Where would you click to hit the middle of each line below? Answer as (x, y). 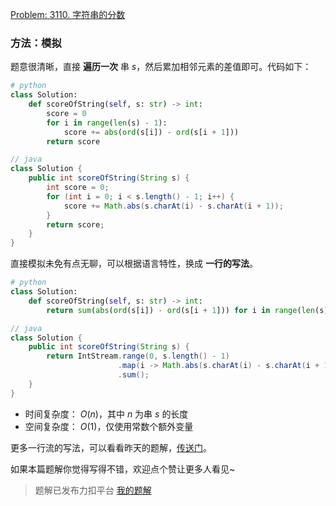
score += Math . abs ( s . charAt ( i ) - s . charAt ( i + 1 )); (173, 206)
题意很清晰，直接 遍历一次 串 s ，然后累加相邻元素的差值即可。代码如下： (161, 67)
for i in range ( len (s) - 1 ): (107, 123)
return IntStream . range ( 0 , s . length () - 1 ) (138, 356)
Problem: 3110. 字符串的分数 (68, 14)
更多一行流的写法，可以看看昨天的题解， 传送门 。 (111, 447)
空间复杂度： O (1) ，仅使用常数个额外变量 (109, 426)
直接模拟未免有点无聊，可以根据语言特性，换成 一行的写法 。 (134, 264)
